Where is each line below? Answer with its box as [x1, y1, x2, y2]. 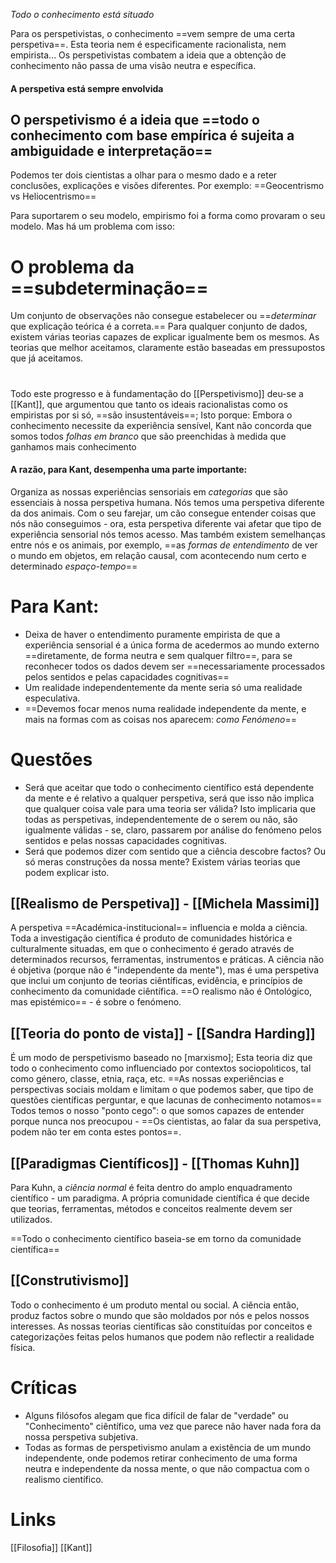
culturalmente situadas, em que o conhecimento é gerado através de [10, 943, 295, 955]
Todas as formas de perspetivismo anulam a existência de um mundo [24, 1441, 312, 1453]
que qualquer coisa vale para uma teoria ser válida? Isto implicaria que [24, 802, 317, 814]
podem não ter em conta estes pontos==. [10, 1126, 182, 1138]
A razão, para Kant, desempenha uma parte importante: [10, 464, 248, 476]
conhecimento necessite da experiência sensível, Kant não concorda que [10, 419, 313, 431]
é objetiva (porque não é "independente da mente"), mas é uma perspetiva [10, 964, 320, 976]
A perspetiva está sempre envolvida [10, 82, 164, 94]
